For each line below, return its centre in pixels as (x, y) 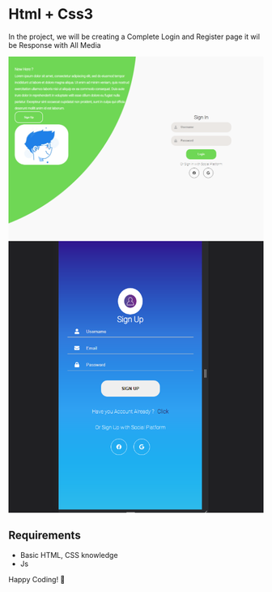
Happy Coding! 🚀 (37, 579)
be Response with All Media (55, 45)
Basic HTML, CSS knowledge (69, 555)
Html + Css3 (51, 14)
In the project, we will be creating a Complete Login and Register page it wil (134, 36)
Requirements (45, 536)
